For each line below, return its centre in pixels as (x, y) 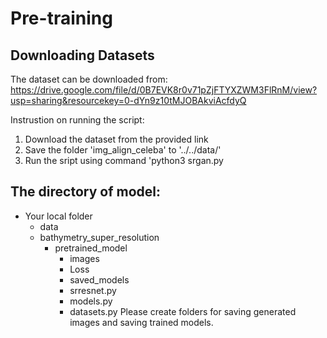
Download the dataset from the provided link (116, 139)
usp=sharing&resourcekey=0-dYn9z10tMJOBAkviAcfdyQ (128, 100)
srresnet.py (93, 290)
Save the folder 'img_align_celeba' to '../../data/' (123, 150)
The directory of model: (85, 192)
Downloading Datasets (82, 55)
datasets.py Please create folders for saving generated (183, 311)
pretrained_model (91, 248)
